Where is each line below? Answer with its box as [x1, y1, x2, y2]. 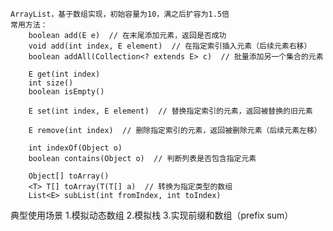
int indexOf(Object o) [28, 143, 123, 153]
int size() [28, 78, 74, 88]
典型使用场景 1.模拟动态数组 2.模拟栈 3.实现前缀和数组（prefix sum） [10, 209, 294, 221]
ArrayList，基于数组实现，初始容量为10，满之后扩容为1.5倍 [10, 9, 230, 19]
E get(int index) [28, 69, 101, 79]
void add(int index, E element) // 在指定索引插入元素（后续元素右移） [28, 41, 312, 51]
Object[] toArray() [28, 171, 110, 181]
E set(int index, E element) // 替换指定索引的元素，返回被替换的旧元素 [28, 106, 313, 116]
